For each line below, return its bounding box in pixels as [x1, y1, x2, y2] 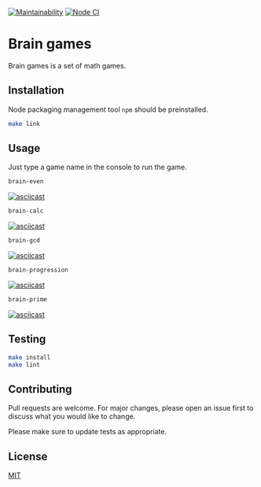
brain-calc [8, 207, 44, 216]
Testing [8, 333, 46, 346]
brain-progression [8, 266, 68, 275]
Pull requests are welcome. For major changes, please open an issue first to [8, 404, 254, 413]
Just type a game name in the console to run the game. [8, 162, 187, 172]
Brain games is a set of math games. [8, 61, 127, 70]
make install [8, 353, 51, 361]
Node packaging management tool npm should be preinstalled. [8, 105, 208, 114]
